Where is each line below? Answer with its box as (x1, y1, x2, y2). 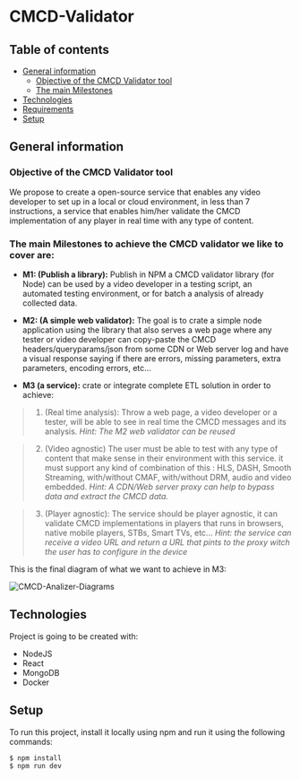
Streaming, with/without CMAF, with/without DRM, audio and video (44, 472, 292, 482)
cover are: (9, 248, 56, 261)
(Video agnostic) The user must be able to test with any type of (44, 443, 279, 454)
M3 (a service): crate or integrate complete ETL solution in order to (21, 379, 271, 391)
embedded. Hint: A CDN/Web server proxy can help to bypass (44, 481, 275, 492)
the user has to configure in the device (44, 546, 188, 557)
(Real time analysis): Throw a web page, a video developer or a (44, 406, 278, 418)
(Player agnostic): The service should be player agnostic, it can (44, 508, 278, 519)
